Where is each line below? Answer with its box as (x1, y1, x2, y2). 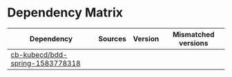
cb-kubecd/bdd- (10, 49, 68, 59)
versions (179, 38, 209, 47)
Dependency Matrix (7, 5, 123, 21)
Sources (98, 34, 126, 43)
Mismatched (172, 30, 215, 39)
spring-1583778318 (10, 58, 81, 68)
